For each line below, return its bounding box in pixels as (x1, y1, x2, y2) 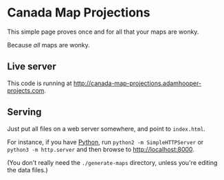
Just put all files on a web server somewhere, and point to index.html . (7, 124, 206, 133)
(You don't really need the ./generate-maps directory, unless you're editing (7, 158, 218, 166)
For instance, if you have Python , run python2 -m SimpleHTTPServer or (7, 137, 204, 146)
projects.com (7, 86, 45, 94)
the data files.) (7, 166, 48, 174)
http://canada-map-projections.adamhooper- (73, 79, 201, 87)
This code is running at (7, 79, 72, 87)
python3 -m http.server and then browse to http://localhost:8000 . (7, 145, 194, 153)
